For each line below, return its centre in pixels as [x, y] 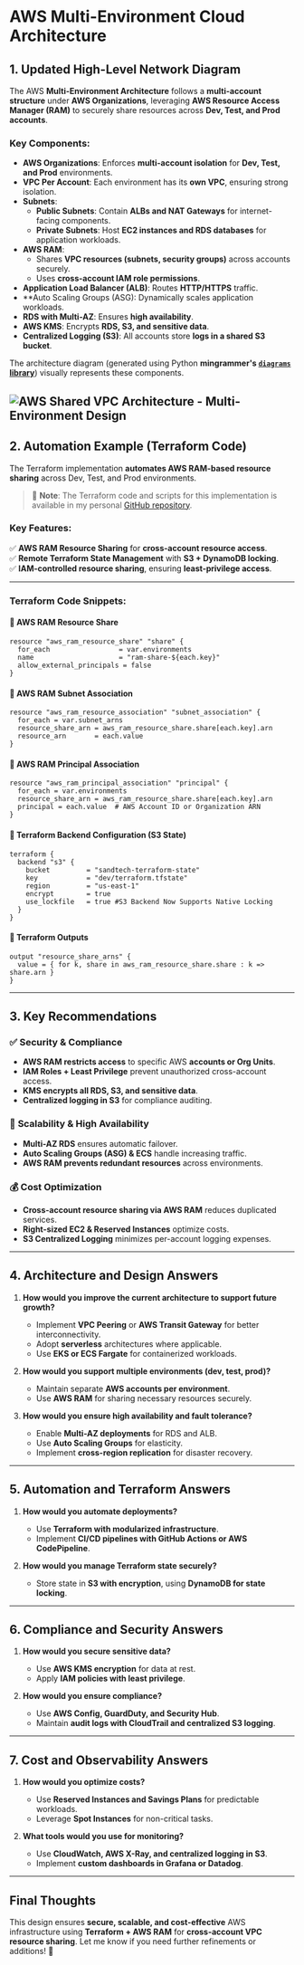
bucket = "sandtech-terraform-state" [113, 870]
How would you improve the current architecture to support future [150, 1297]
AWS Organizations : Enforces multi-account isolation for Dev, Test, [151, 163]
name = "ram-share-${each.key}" [119, 657]
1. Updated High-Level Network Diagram [125, 69]
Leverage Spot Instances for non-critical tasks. [124, 1819]
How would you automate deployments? [100, 1511]
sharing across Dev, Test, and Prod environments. [103, 478]
